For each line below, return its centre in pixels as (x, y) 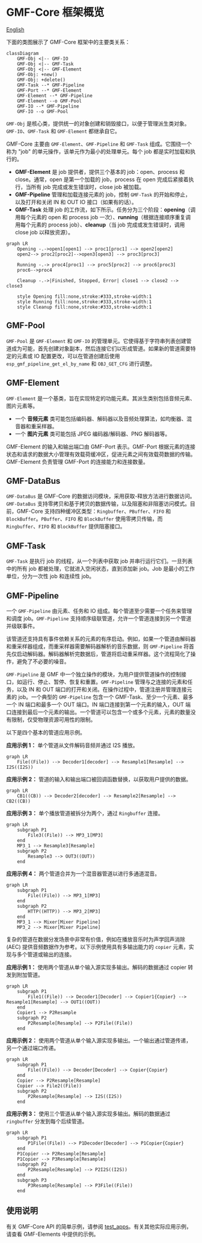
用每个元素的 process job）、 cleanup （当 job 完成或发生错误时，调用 (100, 225)
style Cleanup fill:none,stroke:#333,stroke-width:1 (84, 307)
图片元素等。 (22, 406)
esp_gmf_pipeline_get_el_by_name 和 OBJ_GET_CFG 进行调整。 (81, 364)
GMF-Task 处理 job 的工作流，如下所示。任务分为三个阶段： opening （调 (105, 210)
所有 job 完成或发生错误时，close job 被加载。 (88, 187)
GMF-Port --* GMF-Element (50, 90)
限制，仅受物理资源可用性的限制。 (54, 720)
